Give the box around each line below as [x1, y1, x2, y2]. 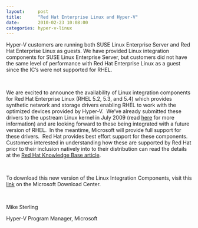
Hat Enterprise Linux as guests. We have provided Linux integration [6, 48, 170, 55]
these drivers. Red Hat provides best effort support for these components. [6, 133, 188, 140]
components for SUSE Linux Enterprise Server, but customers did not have [6, 54, 187, 61]
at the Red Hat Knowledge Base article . [6, 151, 101, 159]
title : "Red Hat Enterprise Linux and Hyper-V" [6, 14, 138, 20]
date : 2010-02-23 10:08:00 [6, 19, 88, 25]
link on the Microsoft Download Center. [6, 181, 101, 188]
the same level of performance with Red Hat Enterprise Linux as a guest [6, 60, 181, 67]
